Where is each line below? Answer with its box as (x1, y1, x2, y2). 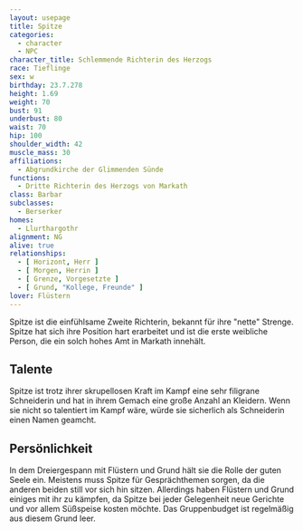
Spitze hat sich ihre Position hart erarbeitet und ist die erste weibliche (9, 325, 269, 336)
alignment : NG (9, 232, 63, 241)
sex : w (9, 72, 34, 82)
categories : (9, 30, 54, 39)
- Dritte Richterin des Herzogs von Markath (17, 182, 188, 191)
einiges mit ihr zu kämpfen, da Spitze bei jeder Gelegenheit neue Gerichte (9, 494, 285, 505)
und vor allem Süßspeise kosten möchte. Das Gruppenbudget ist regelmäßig (9, 504, 294, 515)
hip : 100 (9, 131, 43, 140)
